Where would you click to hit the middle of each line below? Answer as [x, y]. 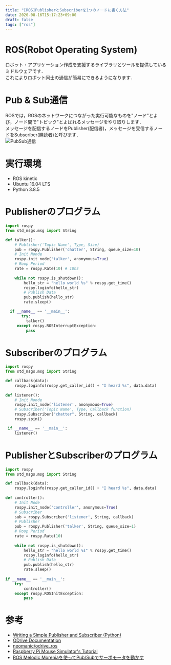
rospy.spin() [28, 419]
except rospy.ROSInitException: [49, 594]
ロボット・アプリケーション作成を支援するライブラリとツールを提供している [86, 65]
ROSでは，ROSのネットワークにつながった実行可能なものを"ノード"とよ [82, 116]
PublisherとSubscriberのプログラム [81, 455]
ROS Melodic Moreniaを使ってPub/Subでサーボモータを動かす [78, 658]
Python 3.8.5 [26, 190]
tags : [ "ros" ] [20, 24]
